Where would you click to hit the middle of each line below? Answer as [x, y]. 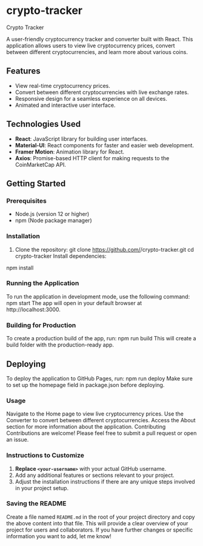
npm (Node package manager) [53, 221]
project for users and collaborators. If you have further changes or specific [100, 530]
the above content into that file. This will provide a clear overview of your [97, 523]
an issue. [18, 440]
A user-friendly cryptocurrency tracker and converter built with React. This [100, 39]
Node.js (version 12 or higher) [52, 214]
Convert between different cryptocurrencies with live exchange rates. [102, 92]
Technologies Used [43, 124]
